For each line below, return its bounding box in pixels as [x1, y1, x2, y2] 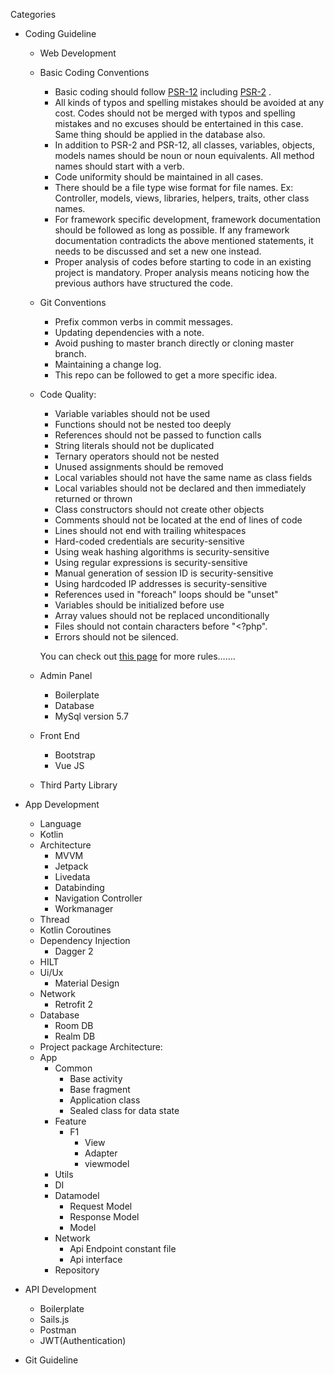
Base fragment [69, 1084, 131, 1095]
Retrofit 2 [54, 999, 93, 1010]
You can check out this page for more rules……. [39, 650, 236, 662]
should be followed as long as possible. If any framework [54, 224, 290, 236]
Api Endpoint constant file [69, 1243, 177, 1254]
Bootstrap [54, 749, 96, 761]
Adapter [84, 1147, 118, 1159]
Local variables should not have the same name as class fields [54, 472, 313, 483]
